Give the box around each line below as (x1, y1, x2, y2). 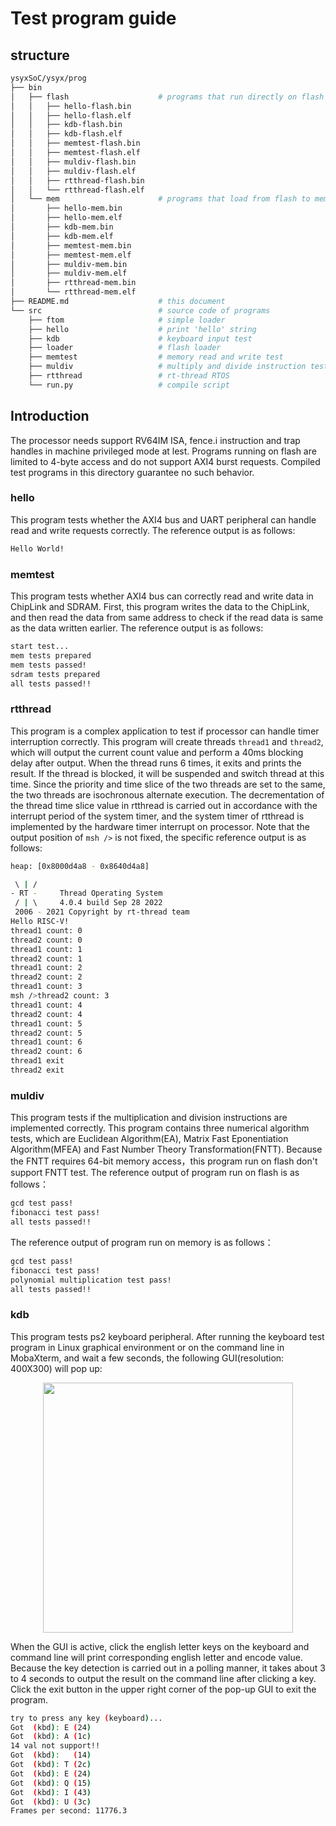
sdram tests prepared (10, 669, 101, 679)
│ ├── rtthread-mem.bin (10, 278, 137, 288)
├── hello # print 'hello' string (28, 324, 257, 334)
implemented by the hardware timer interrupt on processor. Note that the (10, 820, 310, 832)
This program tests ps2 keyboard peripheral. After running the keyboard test (10, 1330, 325, 1342)
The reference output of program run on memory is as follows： (10, 1236, 274, 1248)
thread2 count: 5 (10, 1028, 83, 1038)
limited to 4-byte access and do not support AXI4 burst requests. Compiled (10, 455, 321, 467)
